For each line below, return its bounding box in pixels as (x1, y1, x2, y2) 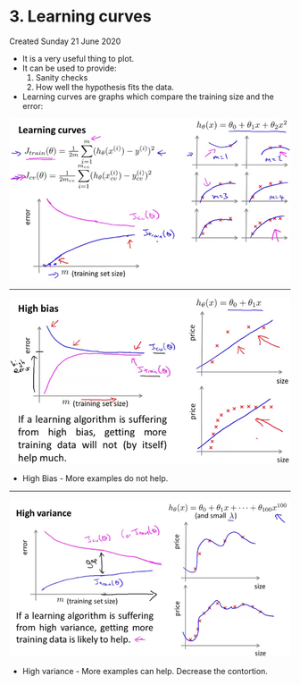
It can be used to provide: (21, 63, 118, 73)
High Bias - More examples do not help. (21, 473, 169, 484)
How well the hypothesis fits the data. (35, 81, 174, 92)
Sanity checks (35, 72, 88, 82)
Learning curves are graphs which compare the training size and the (21, 91, 274, 102)
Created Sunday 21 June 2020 (9, 36, 121, 47)
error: (21, 100, 44, 111)
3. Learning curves (9, 6, 152, 27)
